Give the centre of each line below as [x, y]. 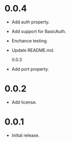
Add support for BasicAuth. [39, 31]
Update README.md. [33, 50]
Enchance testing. [30, 41]
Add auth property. [30, 22]
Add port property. [30, 69]
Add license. [24, 102]
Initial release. [26, 135]
